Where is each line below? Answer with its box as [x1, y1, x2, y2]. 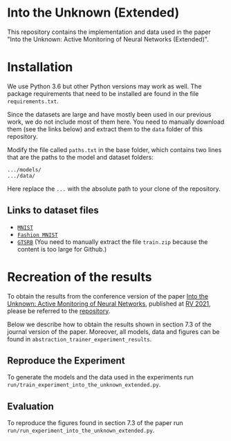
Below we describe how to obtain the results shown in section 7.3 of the [7, 320, 212, 328]
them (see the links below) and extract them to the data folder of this [7, 124, 203, 133]
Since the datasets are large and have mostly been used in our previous [7, 110, 212, 118]
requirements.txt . [7, 97, 59, 105]
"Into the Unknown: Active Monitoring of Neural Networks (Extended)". [7, 35, 209, 43]
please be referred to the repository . [7, 306, 111, 315]
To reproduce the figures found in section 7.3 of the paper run [7, 419, 183, 427]
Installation [7, 59, 73, 75]
